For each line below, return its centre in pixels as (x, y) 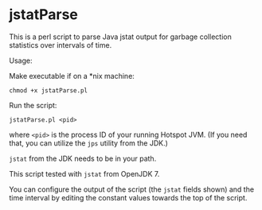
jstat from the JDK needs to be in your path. (83, 158)
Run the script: (33, 105)
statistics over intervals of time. (61, 45)
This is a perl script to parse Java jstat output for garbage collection (120, 37)
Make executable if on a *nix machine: (72, 76)
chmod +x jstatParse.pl (49, 90)
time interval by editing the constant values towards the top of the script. (128, 197)
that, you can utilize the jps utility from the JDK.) (88, 143)
